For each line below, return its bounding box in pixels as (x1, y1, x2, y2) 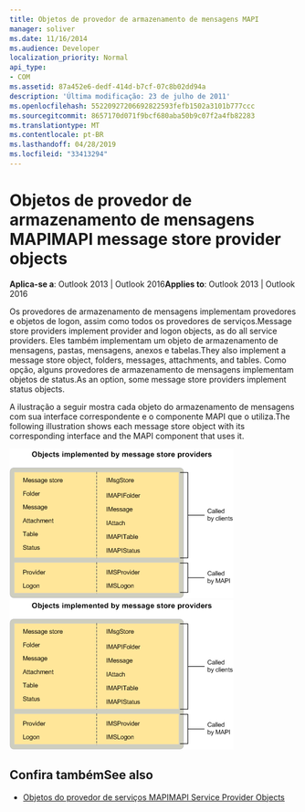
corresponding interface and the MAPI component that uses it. (9, 430, 245, 441)
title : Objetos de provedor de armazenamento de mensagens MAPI (9, 15, 259, 24)
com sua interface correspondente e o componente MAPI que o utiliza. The (9, 411, 290, 422)
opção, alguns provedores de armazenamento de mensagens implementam (9, 364, 294, 374)
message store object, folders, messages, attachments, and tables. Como (9, 354, 287, 365)
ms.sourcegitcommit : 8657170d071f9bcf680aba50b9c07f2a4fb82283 (9, 111, 256, 121)
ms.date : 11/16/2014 (9, 34, 89, 43)
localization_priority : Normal (9, 53, 129, 63)
